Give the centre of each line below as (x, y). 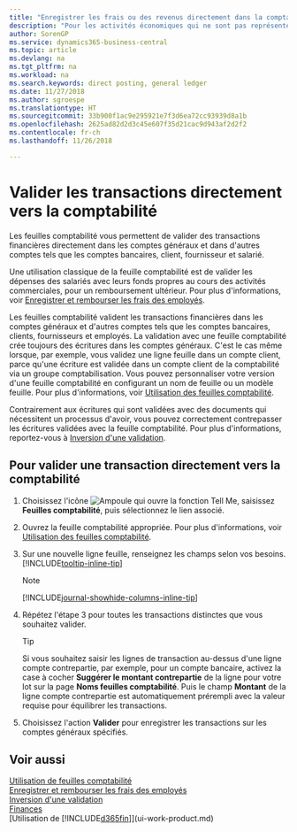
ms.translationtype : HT (53, 108)
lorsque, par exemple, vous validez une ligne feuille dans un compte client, (145, 354)
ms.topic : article (43, 50)
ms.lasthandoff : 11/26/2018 (61, 141)
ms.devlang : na (37, 58)
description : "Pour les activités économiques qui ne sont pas (128, 26)
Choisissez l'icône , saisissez (148, 500)
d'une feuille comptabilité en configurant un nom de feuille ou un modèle (141, 382)
